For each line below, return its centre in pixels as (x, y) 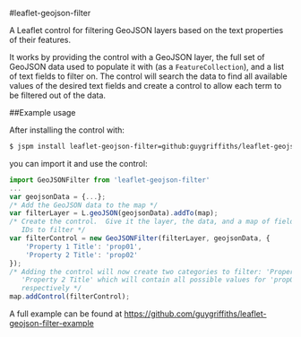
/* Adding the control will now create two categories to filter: (136, 272)
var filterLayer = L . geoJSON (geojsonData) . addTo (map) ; (114, 213)
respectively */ (52, 289)
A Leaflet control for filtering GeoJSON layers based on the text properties (146, 30)
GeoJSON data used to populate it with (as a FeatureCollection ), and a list (147, 67)
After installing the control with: (67, 130)
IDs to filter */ (54, 230)
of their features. (40, 40)
